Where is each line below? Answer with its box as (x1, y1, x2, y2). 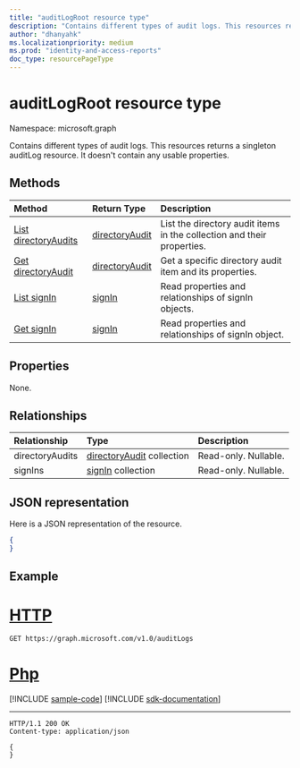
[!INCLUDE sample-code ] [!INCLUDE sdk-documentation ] (9, 694, 221, 704)
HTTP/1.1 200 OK (9, 720, 70, 729)
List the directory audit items (160, 217, 280, 229)
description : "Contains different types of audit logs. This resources (9, 21, 281, 30)
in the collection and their (160, 228, 267, 241)
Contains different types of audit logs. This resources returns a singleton (9, 140, 277, 150)
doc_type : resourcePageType (9, 55, 114, 64)
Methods (9, 175, 61, 191)
